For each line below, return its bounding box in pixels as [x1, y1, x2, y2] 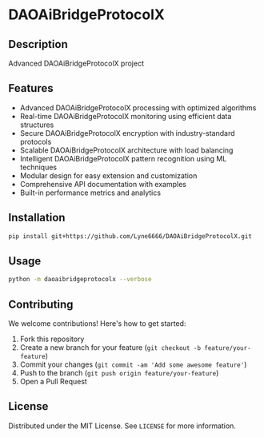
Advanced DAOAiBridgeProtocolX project [8, 58, 144, 68]
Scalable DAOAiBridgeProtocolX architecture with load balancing [19, 145, 234, 155]
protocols [19, 137, 52, 146]
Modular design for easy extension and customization [19, 170, 198, 181]
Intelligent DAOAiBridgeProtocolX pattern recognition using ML [19, 153, 227, 163]
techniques [19, 162, 58, 172]
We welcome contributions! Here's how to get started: [8, 319, 186, 328]
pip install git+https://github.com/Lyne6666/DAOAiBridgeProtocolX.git [8, 232, 252, 240]
